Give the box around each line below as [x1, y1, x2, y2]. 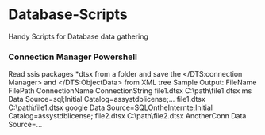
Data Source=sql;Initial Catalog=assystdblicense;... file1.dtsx [8, 95, 206, 104]
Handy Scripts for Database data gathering [8, 32, 149, 41]
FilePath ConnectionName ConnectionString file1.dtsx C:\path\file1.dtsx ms [8, 86, 252, 96]
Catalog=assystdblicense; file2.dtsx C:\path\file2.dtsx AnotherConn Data [8, 111, 247, 121]
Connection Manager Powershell [8, 51, 137, 62]
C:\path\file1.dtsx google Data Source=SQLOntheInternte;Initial [8, 103, 213, 112]
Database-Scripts [8, 6, 129, 24]
